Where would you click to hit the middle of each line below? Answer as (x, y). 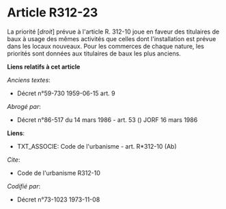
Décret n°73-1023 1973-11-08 (58, 199)
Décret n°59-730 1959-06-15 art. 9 (66, 93)
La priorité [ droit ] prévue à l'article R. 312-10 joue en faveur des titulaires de (113, 32)
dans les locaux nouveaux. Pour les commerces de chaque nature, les (106, 46)
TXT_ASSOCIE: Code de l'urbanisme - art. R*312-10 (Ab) (97, 146)
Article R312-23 (53, 13)
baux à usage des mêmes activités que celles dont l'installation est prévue (112, 38)
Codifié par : (24, 186)
